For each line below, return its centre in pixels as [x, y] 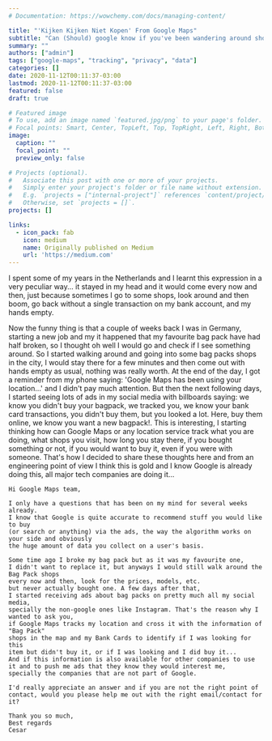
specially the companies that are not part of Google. [103, 674]
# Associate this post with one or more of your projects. [114, 180]
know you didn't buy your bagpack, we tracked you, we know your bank [129, 406]
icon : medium [45, 240]
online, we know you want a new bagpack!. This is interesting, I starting [127, 423]
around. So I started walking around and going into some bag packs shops [132, 354]
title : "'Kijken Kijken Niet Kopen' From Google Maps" [103, 30]
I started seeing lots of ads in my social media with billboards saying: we [129, 397]
